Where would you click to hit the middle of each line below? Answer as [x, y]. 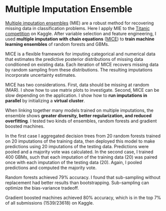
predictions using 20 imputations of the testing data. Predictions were [77, 146]
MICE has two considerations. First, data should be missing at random [77, 85]
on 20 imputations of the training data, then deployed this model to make [80, 141]
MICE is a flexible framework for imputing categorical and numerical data [80, 54]
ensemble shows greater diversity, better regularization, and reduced [78, 115]
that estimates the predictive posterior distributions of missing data [74, 59]
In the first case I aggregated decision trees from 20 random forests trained [83, 136]
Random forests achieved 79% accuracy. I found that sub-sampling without [83, 177]
